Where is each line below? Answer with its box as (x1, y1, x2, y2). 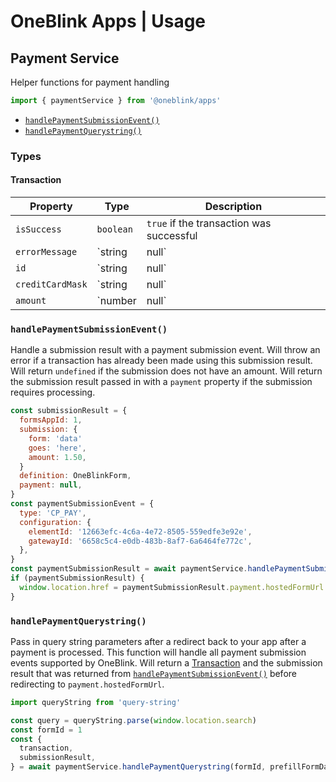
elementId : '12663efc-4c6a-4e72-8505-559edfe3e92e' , (28, 526, 253, 537)
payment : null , (19, 480, 83, 490)
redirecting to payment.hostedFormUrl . (10, 678, 165, 690)
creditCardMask (15, 279, 88, 290)
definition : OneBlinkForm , (19, 471, 132, 481)
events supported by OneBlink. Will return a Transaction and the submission (10, 656, 323, 669)
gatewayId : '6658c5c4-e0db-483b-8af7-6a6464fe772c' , (28, 536, 253, 546)
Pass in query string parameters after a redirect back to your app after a (10, 635, 307, 647)
